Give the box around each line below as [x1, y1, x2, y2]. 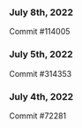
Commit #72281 [9, 110, 67, 121]
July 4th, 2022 [9, 90, 74, 102]
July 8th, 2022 [9, 6, 73, 19]
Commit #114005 [9, 26, 71, 37]
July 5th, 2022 [9, 49, 73, 61]
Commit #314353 [9, 68, 72, 79]
